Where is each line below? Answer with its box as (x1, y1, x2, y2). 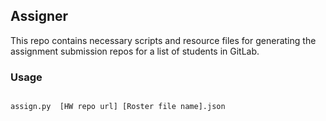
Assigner (10, 8, 69, 25)
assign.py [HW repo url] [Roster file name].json (10, 102, 226, 112)
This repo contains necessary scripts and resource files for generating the (10, 34, 317, 46)
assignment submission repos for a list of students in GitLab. (10, 45, 260, 57)
